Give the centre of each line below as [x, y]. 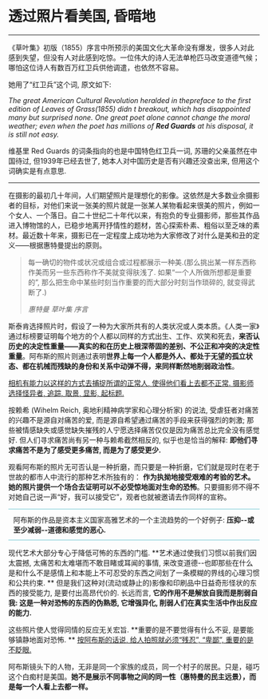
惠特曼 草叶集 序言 [58, 309]
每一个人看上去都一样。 [53, 686]
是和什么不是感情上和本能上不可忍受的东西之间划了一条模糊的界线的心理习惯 [134, 573]
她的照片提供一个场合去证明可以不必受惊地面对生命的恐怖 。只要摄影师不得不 [134, 487]
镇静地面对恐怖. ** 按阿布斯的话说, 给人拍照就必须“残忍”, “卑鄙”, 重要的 [131, 639]
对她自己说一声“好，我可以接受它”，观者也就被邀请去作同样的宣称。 [120, 497]
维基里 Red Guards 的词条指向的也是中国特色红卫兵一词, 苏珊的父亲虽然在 [129, 151]
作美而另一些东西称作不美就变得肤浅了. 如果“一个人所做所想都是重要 [140, 272]
